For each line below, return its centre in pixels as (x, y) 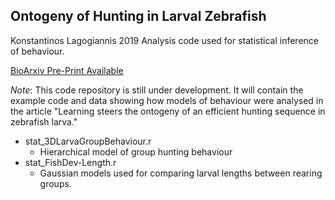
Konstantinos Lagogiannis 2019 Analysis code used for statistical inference (164, 40)
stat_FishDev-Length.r (70, 162)
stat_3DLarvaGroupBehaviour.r (88, 141)
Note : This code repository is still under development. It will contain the (157, 90)
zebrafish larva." (44, 121)
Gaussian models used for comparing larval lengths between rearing (181, 173)
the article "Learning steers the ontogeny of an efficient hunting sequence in (168, 111)
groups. (55, 183)
